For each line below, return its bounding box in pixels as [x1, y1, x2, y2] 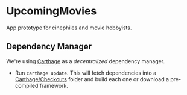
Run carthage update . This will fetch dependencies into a [14, 69, 157, 76]
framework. [39, 82, 68, 89]
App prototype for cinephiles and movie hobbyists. [6, 24, 132, 31]
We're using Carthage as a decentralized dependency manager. [6, 57, 165, 64]
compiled [14, 82, 39, 89]
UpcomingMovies [6, 4, 97, 18]
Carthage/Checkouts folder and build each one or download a [14, 75, 169, 82]
